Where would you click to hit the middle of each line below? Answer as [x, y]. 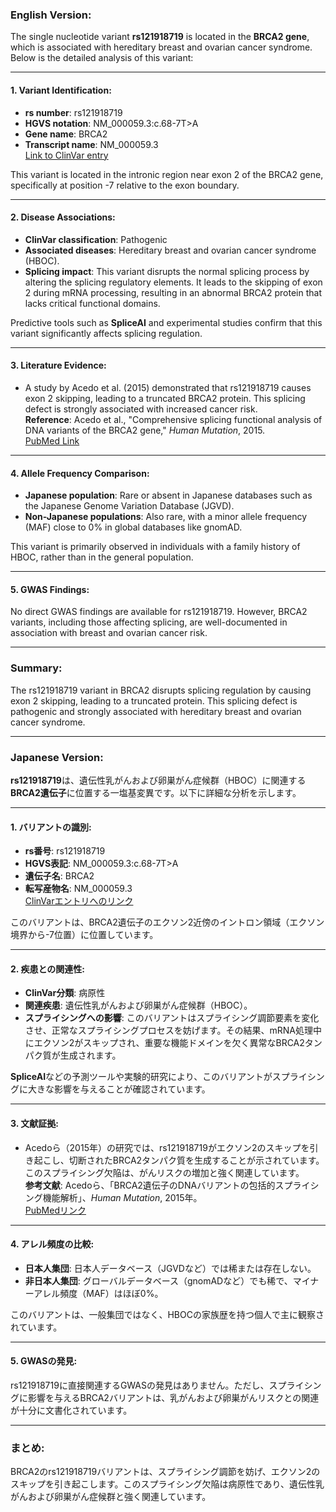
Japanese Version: [57, 757]
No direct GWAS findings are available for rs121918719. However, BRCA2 [159, 612]
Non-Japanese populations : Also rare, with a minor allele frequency [166, 517]
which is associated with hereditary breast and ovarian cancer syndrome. [161, 47]
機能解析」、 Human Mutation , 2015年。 [122, 1197]
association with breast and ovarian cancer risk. [109, 633]
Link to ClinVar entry [66, 155]
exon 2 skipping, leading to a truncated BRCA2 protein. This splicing [165, 398]
